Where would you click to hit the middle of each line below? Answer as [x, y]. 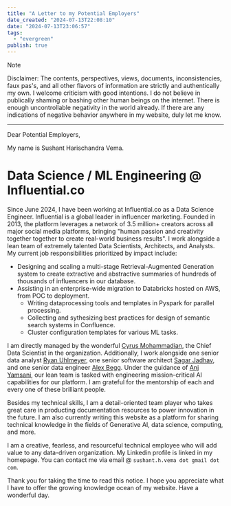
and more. [22, 432]
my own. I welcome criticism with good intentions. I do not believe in [104, 93]
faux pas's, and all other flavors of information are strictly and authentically [113, 86]
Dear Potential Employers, [44, 134]
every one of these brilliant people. [57, 389]
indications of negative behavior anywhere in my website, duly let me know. [114, 115]
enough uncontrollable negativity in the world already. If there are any [106, 108]
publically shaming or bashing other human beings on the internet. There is [113, 100]
